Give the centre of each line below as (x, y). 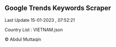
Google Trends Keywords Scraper (58, 8)
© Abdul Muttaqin (23, 39)
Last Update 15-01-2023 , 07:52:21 (40, 20)
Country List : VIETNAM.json (34, 30)
